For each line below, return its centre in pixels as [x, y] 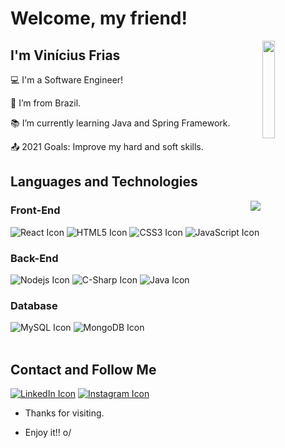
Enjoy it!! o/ [48, 433]
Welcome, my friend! [99, 18]
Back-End [34, 258]
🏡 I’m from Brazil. [46, 103]
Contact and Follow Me [83, 369]
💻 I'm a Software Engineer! [67, 80]
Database [34, 305]
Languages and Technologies [104, 182]
